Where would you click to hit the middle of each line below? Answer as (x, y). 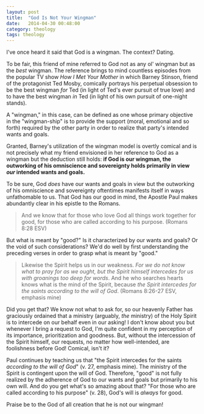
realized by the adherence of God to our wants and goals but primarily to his (102, 380)
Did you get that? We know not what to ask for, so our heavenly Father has (100, 309)
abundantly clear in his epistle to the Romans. (63, 204)
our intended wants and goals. (46, 172)
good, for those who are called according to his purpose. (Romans (104, 222)
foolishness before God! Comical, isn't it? (58, 349)
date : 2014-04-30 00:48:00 (43, 23)
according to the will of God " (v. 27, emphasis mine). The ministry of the (97, 367)
